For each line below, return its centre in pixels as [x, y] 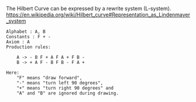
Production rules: [28, 47]
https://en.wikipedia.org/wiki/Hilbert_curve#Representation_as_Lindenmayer [98, 15]
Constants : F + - [28, 37]
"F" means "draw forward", [49, 78]
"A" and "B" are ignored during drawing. [68, 93]
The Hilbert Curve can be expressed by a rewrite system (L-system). [89, 8]
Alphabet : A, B [26, 32]
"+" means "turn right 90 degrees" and [65, 88]
